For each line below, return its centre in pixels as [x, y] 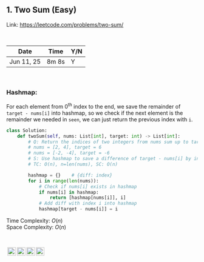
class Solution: [27, 130]
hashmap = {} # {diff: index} [70, 175]
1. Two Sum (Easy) [42, 10]
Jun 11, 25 [25, 61]
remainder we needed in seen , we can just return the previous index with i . [100, 119]
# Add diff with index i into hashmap [88, 203]
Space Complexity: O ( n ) [36, 227]
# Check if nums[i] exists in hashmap [88, 186]
